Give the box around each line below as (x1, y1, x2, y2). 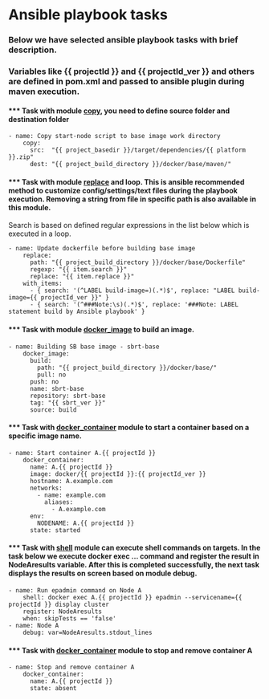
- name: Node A (8, 622, 59, 630)
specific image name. (8, 431, 82, 441)
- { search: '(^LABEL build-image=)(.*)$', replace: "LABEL (29, 287, 235, 295)
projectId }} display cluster (8, 600, 110, 609)
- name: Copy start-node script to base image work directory (8, 132, 221, 140)
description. (8, 44, 58, 55)
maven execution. (8, 86, 80, 97)
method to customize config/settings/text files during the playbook (8, 185, 238, 195)
